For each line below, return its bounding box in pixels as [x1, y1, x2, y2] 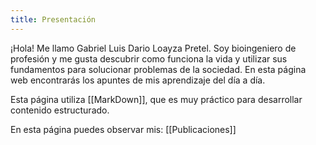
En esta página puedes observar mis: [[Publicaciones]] [10, 123, 237, 135]
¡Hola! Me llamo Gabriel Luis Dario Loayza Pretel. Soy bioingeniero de [10, 42, 297, 54]
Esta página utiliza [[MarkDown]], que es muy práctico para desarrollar [10, 93, 303, 105]
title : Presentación [10, 14, 97, 25]
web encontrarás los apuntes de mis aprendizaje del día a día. [10, 74, 266, 86]
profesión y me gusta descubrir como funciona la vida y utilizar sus [10, 52, 288, 65]
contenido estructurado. [10, 104, 110, 116]
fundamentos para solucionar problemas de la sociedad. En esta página [10, 63, 307, 75]
